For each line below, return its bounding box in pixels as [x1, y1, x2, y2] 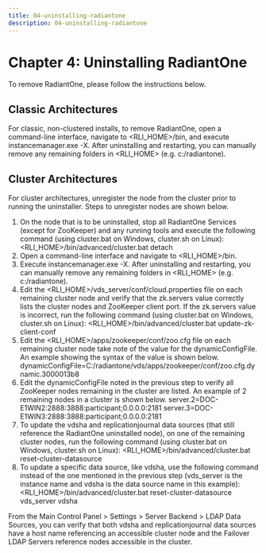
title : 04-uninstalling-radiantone [8, 11, 126, 20]
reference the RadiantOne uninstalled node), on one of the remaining [19, 429, 245, 438]
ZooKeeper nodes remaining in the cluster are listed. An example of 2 [19, 387, 247, 396]
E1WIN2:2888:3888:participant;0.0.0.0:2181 [19, 403, 162, 413]
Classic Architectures [8, 103, 118, 116]
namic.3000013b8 [19, 369, 79, 379]
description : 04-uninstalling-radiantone [8, 19, 148, 27]
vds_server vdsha [19, 497, 78, 506]
